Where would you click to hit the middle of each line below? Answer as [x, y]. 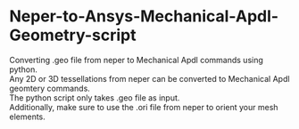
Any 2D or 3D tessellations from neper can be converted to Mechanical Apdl [149, 78]
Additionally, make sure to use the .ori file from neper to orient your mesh [144, 107]
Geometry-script [73, 35]
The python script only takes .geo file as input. [95, 97]
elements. [28, 117]
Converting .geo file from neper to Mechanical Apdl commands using [136, 60]
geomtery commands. [50, 88]
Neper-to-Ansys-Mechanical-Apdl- [144, 16]
